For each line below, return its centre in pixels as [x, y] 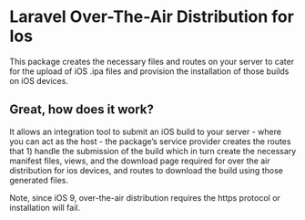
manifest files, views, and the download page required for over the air [140, 161]
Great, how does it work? [82, 110]
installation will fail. [45, 207]
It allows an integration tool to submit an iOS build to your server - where [146, 131]
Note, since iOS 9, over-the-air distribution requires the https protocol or [145, 197]
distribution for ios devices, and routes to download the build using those [147, 170]
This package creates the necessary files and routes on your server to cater [152, 61]
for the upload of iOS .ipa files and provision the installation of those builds [149, 71]
